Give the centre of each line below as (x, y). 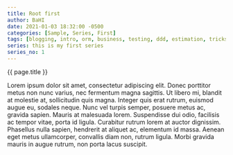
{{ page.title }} (28, 72)
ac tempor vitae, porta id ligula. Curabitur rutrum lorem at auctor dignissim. (114, 122)
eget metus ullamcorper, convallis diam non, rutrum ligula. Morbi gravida (111, 136)
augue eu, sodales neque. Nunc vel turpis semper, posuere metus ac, (106, 107)
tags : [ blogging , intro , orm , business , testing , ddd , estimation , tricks (118, 39)
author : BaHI (26, 20)
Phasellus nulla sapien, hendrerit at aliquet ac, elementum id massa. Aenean (116, 129)
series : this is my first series (55, 46)
